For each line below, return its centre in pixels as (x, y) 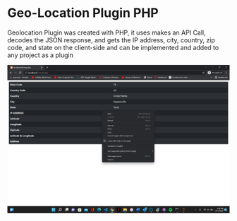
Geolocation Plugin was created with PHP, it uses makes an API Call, (107, 32)
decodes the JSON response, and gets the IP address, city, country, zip (111, 40)
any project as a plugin (41, 55)
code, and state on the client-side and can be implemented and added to (113, 47)
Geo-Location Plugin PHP (83, 13)
